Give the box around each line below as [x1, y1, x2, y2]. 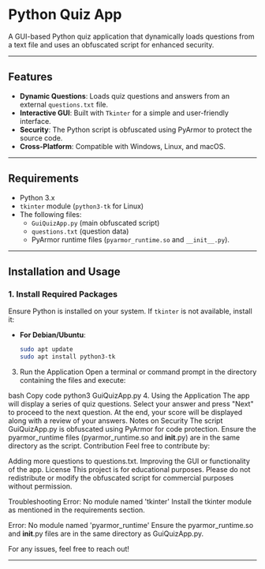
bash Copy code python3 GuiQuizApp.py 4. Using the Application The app [8, 391, 250, 400]
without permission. [8, 481, 73, 491]
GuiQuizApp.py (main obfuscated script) [31, 218, 160, 227]
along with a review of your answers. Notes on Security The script [8, 416, 223, 425]
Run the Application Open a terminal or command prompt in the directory [19, 367, 257, 376]
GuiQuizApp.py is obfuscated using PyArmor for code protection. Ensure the [8, 425, 256, 433]
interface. [19, 116, 51, 125]
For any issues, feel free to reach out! [8, 545, 130, 553]
